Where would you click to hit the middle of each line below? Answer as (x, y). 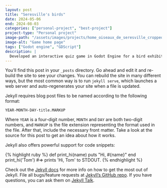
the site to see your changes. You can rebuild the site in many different (89, 76)
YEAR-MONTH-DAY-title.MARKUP (35, 110)
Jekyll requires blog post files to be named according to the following (76, 96)
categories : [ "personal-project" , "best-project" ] (59, 28)
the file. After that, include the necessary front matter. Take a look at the (79, 130)
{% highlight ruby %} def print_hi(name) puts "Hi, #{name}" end (71, 155)
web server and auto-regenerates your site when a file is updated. (73, 86)
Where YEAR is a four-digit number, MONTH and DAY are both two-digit (74, 120)
